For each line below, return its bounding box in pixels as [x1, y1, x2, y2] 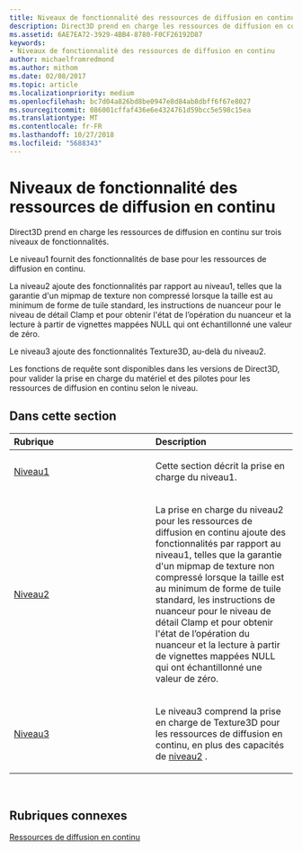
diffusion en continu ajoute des [155, 526, 286, 539]
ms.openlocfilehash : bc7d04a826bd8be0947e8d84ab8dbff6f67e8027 [9, 96, 252, 106]
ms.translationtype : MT [9, 113, 99, 122]
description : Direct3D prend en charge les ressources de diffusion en [9, 22, 283, 31]
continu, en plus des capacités [155, 738, 285, 751]
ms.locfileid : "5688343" [9, 139, 102, 148]
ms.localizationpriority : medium [9, 88, 135, 97]
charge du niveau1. [155, 470, 237, 483]
